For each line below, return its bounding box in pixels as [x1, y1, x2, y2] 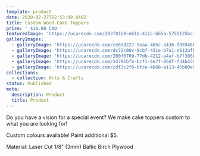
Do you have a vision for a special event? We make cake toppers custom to [6, 114, 190, 121]
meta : [6, 86, 20, 92]
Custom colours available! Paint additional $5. [6, 132, 118, 139]
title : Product [11, 97, 49, 103]
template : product [6, 8, 52, 15]
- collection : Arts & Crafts [11, 75, 84, 81]
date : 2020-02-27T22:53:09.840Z [6, 14, 86, 20]
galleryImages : [6, 36, 44, 42]
